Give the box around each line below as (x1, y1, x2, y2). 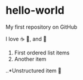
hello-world (5, 4, 65, 17)
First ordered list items (14, 49, 70, 56)
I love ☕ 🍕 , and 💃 (5, 35, 47, 42)
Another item (14, 55, 47, 63)
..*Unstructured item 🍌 (5, 67, 62, 74)
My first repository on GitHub (5, 23, 78, 30)
